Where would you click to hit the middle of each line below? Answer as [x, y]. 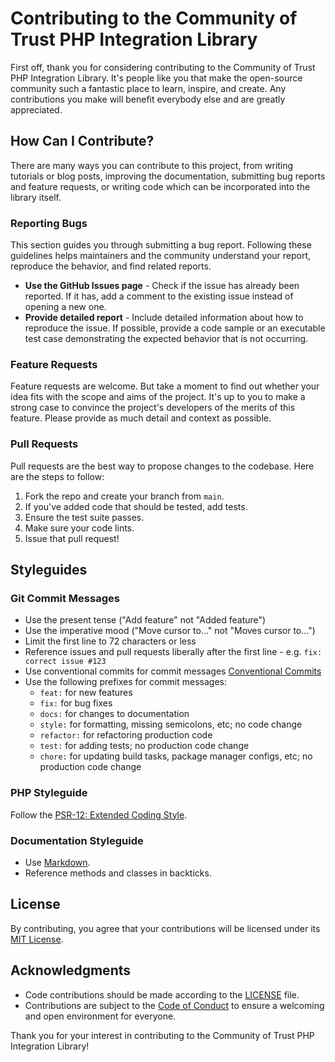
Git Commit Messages [65, 598]
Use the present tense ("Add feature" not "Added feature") [145, 620]
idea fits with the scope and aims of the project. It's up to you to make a [158, 397]
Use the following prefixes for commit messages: [125, 682]
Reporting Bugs [49, 223]
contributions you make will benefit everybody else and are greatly [148, 99]
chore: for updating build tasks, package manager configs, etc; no [176, 756]
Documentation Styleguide [77, 840]
